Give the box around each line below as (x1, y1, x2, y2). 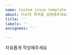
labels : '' (5, 21, 28, 26)
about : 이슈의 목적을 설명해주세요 (5, 12, 67, 17)
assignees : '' (5, 26, 35, 31)
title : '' (5, 16, 26, 21)
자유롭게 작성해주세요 (5, 44, 47, 50)
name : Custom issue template (5, 7, 66, 12)
